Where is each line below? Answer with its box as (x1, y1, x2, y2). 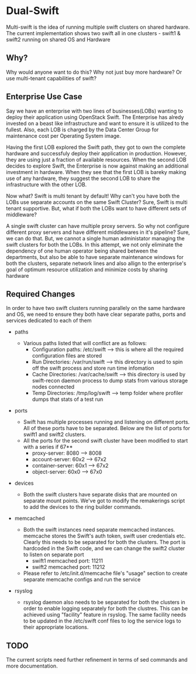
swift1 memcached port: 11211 (32, 557, 104, 564)
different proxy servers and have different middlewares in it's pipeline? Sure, (6, 229, 190, 236)
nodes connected (32, 383, 75, 390)
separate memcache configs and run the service (23, 576, 141, 583)
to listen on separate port (23, 551, 84, 558)
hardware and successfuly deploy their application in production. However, (6, 149, 187, 156)
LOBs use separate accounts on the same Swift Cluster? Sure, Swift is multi (6, 198, 188, 206)
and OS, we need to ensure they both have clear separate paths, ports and (6, 311, 186, 318)
